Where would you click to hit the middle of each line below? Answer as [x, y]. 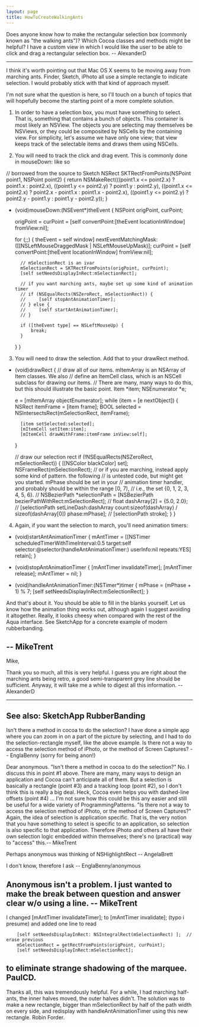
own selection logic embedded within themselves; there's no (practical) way [99, 837]
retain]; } [25, 555]
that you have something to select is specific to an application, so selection [98, 824]
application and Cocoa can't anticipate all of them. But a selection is [89, 780]
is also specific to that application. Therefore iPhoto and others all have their [99, 830]
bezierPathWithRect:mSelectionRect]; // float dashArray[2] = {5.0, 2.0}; [101, 501]
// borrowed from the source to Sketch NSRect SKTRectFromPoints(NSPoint [99, 173]
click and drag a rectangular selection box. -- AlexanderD [76, 53]
